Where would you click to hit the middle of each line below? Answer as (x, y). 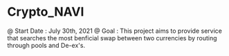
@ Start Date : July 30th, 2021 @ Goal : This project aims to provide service (115, 31)
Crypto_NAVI (46, 12)
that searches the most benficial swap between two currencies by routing (112, 38)
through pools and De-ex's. (46, 45)
